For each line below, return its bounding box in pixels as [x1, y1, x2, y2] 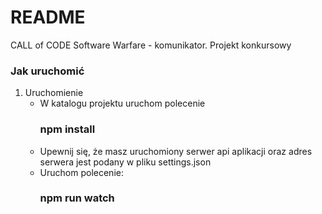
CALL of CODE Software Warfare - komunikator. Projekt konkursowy [10, 39, 292, 51]
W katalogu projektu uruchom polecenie [39, 97, 206, 110]
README [10, 6, 86, 29]
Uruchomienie [24, 87, 84, 99]
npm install [39, 122, 96, 136]
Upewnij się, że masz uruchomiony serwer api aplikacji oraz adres [39, 145, 313, 157]
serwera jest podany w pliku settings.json [39, 156, 212, 168]
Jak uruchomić [10, 64, 85, 78]
